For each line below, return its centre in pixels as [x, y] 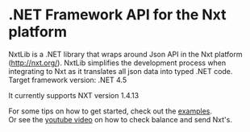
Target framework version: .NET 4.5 [68, 80]
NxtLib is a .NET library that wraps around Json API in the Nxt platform [126, 54]
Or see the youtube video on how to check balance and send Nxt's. [120, 119]
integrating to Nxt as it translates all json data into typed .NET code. [121, 71]
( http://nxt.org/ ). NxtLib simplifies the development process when [117, 63]
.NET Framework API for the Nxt [117, 15]
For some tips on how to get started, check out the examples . [110, 111]
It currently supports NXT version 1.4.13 [74, 95]
